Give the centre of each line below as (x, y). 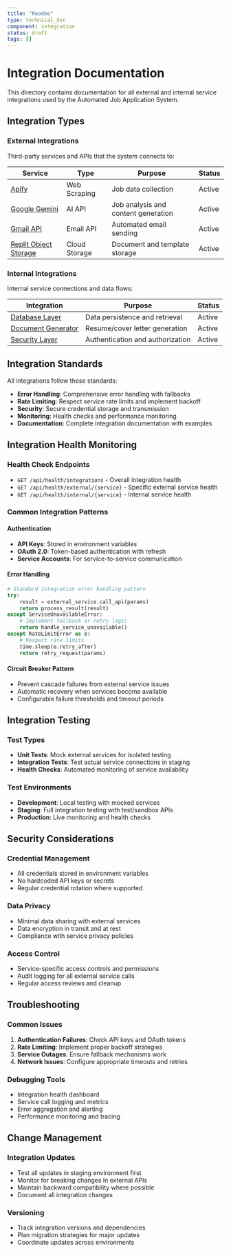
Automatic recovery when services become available (92, 691)
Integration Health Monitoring (72, 445)
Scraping (81, 193)
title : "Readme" (30, 13)
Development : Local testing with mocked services (88, 802)
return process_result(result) (64, 608)
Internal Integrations (42, 273)
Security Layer (34, 340)
